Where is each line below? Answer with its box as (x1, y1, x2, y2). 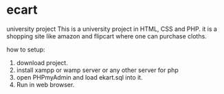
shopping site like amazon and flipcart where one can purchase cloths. (6, 32, 207, 40)
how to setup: (6, 45, 45, 54)
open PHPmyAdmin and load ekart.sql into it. (16, 73, 143, 81)
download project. (16, 58, 68, 67)
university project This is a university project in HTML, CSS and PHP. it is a (6, 25, 218, 33)
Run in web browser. (16, 80, 75, 89)
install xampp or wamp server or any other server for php (16, 66, 179, 74)
